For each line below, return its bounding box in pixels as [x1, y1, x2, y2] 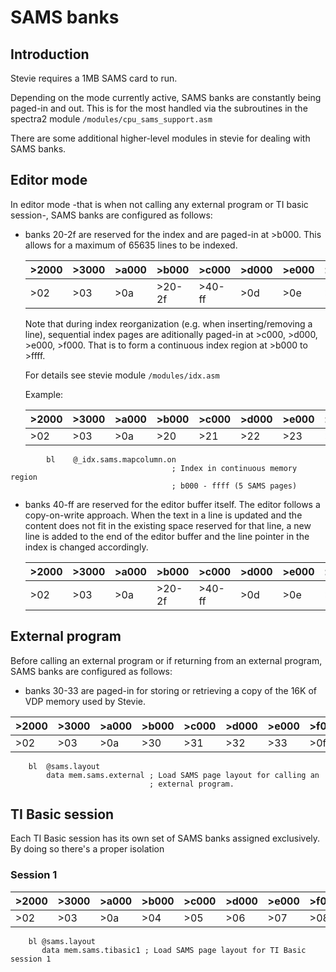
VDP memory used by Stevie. [24, 695, 147, 707]
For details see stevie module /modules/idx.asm [24, 369, 220, 381]
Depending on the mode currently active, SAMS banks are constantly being [10, 92, 322, 103]
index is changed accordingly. [24, 541, 149, 553]
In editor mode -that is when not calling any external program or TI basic [10, 198, 309, 210]
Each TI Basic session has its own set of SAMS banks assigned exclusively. [10, 832, 321, 845]
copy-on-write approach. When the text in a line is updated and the [24, 509, 303, 521]
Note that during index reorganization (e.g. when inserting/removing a [24, 317, 313, 330]
